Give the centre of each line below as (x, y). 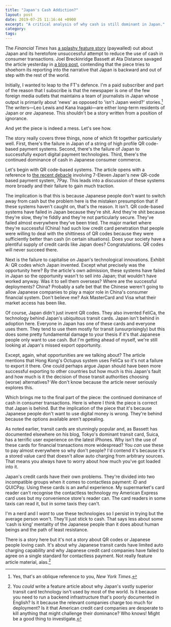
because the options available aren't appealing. (55, 419)
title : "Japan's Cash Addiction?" (42, 10)
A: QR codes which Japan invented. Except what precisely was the (75, 265)
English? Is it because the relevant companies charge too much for (82, 603)
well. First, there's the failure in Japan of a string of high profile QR (75, 144)
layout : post (19, 15)
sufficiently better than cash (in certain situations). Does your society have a (85, 239)
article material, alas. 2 (28, 561)
